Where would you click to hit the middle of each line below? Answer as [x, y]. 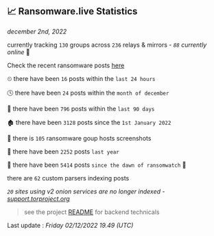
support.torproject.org [38, 198]
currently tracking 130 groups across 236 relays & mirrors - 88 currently [107, 45]
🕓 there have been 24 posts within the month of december [88, 93]
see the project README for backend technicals [92, 212]
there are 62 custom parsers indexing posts [68, 178]
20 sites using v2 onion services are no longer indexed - [86, 191]
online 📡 [19, 52]
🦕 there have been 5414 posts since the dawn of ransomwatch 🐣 [97, 165]
